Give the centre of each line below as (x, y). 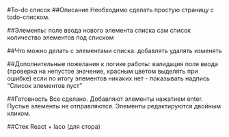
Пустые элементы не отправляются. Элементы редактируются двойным (114, 106)
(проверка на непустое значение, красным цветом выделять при (103, 71)
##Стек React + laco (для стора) (54, 126)
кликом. (19, 113)
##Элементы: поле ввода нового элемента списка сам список (99, 30)
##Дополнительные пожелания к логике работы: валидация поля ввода (113, 64)
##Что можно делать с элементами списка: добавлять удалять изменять (114, 51)
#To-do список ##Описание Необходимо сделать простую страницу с (110, 10)
